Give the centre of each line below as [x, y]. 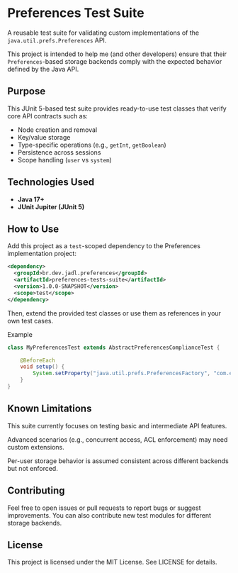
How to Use [33, 229]
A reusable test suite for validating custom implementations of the [103, 33]
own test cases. [30, 321]
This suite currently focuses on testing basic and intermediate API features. [117, 425]
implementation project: [42, 254]
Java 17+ [31, 199]
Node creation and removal [57, 130]
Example [20, 334]
